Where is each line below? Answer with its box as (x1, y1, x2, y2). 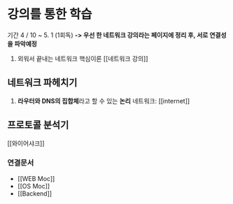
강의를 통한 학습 (7, 6, 92, 22)
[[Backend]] (17, 189, 52, 198)
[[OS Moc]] (17, 182, 50, 190)
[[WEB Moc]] (17, 174, 55, 182)
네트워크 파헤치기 (7, 77, 78, 89)
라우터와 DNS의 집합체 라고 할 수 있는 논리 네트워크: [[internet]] (17, 96, 190, 105)
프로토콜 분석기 (7, 119, 69, 131)
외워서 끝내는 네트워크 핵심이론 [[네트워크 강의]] (17, 54, 148, 63)
